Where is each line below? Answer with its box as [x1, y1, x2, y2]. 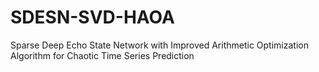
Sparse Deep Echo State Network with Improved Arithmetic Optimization [10, 39, 309, 51]
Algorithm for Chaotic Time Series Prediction [10, 49, 195, 61]
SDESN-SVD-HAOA [10, 6, 175, 29]
